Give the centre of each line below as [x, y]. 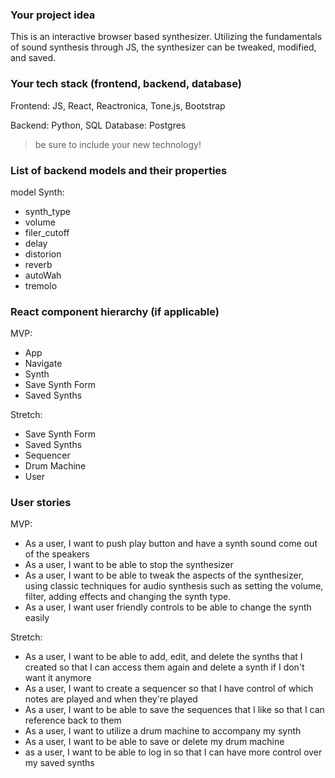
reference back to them [73, 720]
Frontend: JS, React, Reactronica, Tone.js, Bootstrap [118, 105]
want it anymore [58, 678]
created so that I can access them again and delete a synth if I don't [164, 667]
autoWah [43, 275]
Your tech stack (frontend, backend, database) [126, 84]
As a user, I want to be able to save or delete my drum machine [154, 742]
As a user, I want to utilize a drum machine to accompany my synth [163, 731]
